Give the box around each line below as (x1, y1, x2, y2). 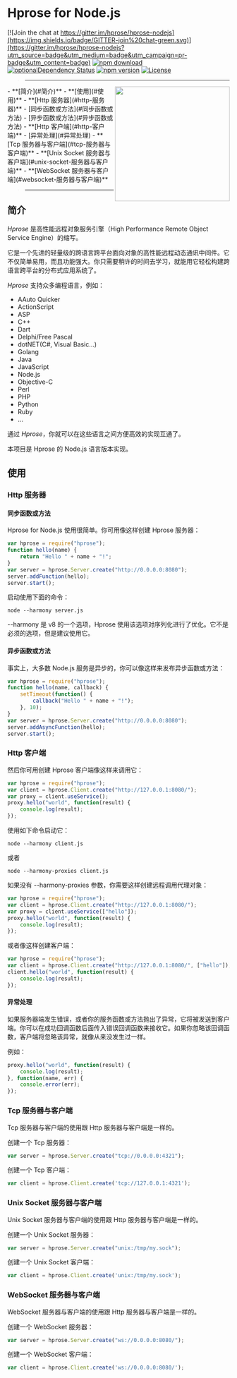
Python (17, 400, 39, 409)
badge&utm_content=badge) (7, 58, 91, 66)
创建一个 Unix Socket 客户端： (7, 1258, 96, 1267)
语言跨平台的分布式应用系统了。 (7, 266, 100, 274)
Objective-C (17, 377, 54, 386)
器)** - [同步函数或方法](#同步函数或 (7, 104, 114, 113)
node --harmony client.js (7, 840, 83, 847)
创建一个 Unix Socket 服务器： (7, 1230, 96, 1239)
